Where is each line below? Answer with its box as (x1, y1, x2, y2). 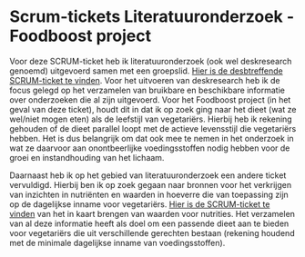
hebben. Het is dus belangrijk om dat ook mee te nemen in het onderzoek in (9, 133, 294, 143)
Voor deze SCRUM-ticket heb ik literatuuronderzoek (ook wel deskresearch (9, 55, 292, 66)
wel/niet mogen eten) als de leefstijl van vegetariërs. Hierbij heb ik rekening (9, 114, 293, 124)
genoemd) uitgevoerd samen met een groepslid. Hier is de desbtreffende (9, 65, 284, 76)
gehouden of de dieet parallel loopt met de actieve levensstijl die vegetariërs (9, 123, 297, 133)
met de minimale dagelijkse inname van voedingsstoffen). (9, 237, 226, 248)
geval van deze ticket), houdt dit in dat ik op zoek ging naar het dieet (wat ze (9, 104, 297, 114)
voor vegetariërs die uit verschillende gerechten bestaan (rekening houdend (9, 227, 295, 238)
